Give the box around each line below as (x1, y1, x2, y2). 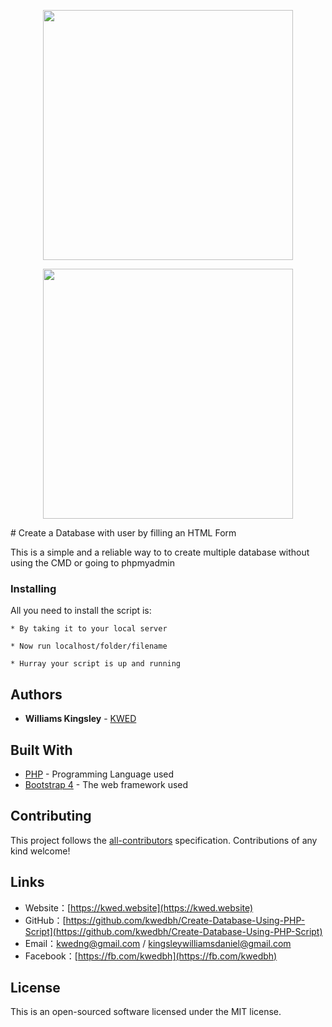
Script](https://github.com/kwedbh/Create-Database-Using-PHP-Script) (24, 925, 323, 937)
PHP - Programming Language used (24, 768, 175, 780)
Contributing (10, 808, 92, 825)
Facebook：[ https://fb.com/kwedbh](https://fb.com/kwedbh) (24, 950, 278, 962)
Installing (10, 581, 57, 595)
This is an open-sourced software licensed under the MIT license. (10, 1006, 282, 1018)
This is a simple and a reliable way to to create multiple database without (10, 546, 310, 558)
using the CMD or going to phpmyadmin (10, 557, 175, 569)
